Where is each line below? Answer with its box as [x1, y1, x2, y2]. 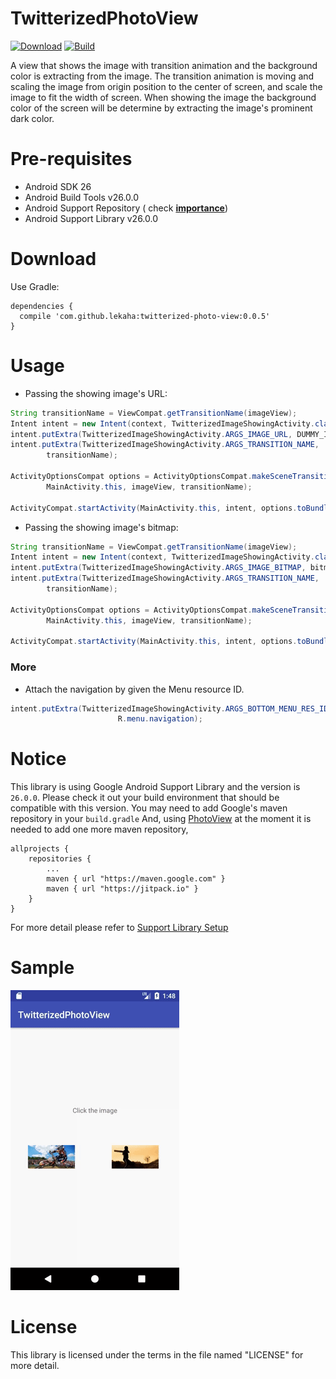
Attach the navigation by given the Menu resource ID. [24, 683, 245, 695]
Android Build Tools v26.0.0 [24, 191, 140, 203]
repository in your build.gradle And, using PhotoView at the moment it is [10, 813, 312, 825]
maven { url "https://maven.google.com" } [46, 874, 226, 884]
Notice [10, 748, 67, 771]
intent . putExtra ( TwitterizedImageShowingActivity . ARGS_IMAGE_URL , [10, 429, 293, 439]
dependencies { [10, 301, 74, 311]
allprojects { [10, 844, 70, 854]
